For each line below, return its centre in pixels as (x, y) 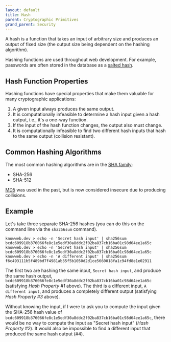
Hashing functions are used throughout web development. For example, (81, 60)
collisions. (16, 195)
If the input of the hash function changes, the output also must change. (87, 125)
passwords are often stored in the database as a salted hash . (69, 65)
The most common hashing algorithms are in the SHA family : (69, 164)
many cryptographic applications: (41, 99)
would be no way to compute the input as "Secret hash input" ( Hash (77, 323)
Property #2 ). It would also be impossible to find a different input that (78, 328)
